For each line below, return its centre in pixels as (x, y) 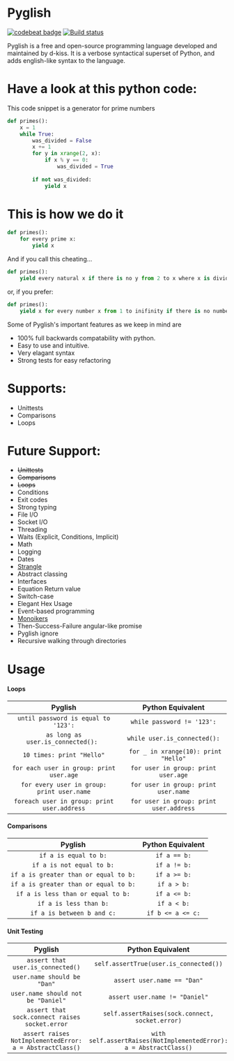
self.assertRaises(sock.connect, (159, 1014)
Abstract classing (42, 574)
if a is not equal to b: (73, 865)
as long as (64, 735)
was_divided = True (85, 166)
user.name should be (47, 977)
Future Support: (54, 450)
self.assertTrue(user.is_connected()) (158, 964)
